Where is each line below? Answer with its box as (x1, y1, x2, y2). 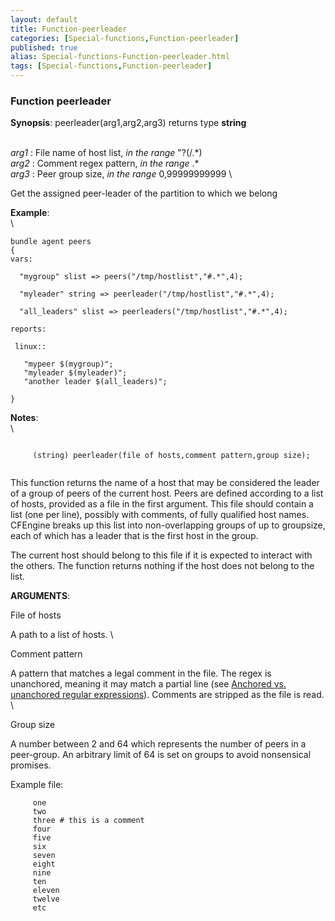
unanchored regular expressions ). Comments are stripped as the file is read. (10, 689, 325, 701)
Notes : (10, 412, 39, 424)
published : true (10, 42, 78, 53)
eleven (32, 886, 60, 896)
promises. (10, 759, 52, 771)
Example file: (10, 779, 64, 791)
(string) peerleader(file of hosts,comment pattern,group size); (32, 451, 311, 461)
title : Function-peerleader (10, 24, 128, 34)
